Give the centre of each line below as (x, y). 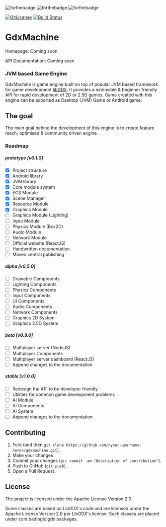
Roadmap (17, 146)
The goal (19, 116)
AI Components (28, 405)
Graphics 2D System (33, 318)
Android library (28, 176)
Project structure (30, 170)
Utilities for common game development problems (64, 394)
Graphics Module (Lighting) (40, 215)
